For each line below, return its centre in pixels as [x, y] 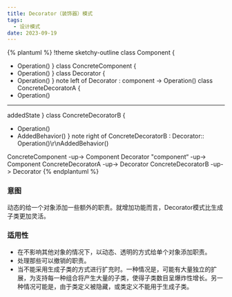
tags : [15, 20]
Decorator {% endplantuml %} [56, 172]
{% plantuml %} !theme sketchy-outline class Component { [91, 53]
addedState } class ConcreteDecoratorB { [66, 116]
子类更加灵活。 [28, 216]
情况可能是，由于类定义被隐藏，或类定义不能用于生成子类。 [108, 286]
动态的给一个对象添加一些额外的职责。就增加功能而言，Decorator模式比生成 [115, 207]
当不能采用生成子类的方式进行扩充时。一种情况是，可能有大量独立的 [114, 269]
